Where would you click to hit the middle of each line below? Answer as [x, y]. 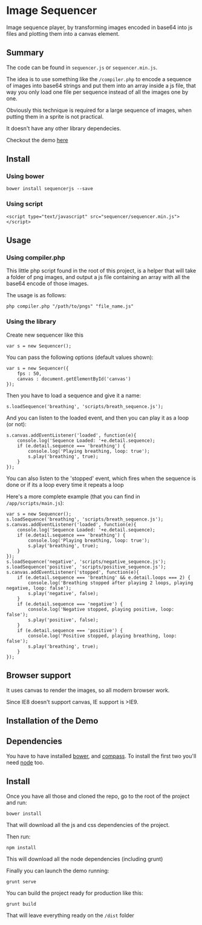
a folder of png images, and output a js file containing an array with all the [98, 277]
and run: [17, 802]
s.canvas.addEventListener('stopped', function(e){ [73, 572]
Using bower [25, 176]
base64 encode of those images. [47, 284]
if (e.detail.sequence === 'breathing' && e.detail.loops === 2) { [104, 578]
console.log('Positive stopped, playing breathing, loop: [103, 636]
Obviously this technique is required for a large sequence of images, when [99, 110]
